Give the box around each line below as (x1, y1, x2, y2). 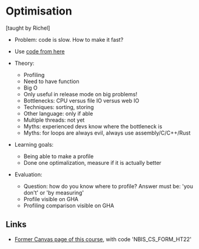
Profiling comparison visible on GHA (23, 202, 115, 209)
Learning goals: (14, 141, 54, 148)
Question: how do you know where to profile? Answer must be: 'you (23, 182, 194, 190)
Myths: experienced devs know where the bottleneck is (23, 122, 163, 130)
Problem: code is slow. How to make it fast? (14, 36, 124, 43)
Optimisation (5, 4, 72, 18)
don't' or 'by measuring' (23, 189, 84, 196)
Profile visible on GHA (23, 195, 79, 202)
